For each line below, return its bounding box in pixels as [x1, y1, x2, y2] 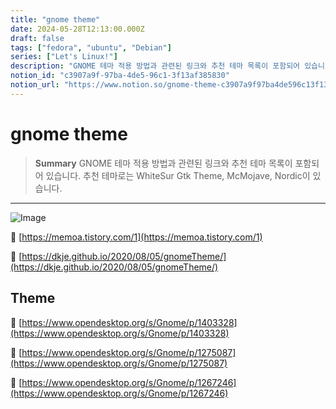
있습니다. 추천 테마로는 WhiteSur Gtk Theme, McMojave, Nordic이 [45, 169, 311, 181]
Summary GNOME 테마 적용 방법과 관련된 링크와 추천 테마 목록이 [34, 157, 293, 169]
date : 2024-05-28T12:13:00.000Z [10, 24, 145, 34]
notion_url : [10, 80, 60, 90]
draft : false [10, 33, 65, 43]
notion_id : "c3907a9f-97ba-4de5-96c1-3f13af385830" [10, 71, 230, 81]
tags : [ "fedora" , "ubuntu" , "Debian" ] [10, 42, 172, 53]
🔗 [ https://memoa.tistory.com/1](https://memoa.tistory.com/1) [10, 231, 263, 243]
